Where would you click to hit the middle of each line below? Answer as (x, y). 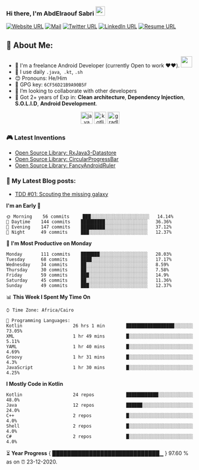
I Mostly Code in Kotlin (35, 384)
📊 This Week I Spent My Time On (48, 297)
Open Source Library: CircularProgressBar (67, 159)
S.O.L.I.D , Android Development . (56, 104)
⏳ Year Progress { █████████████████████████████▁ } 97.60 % (97, 453)
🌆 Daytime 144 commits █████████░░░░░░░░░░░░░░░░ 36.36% (89, 222)
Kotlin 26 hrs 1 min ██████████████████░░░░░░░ (100, 326)
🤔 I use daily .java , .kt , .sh (49, 72)
